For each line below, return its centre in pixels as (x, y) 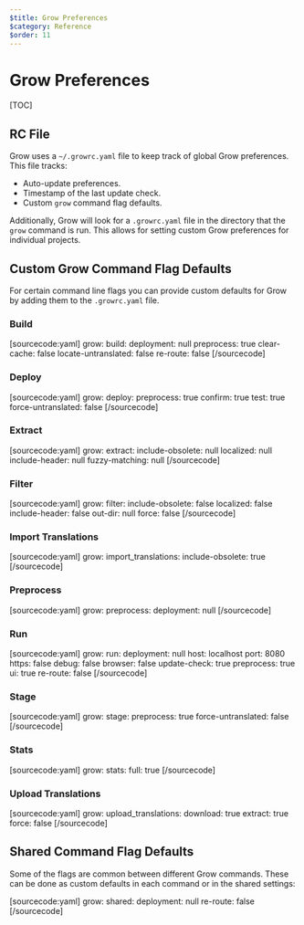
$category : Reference (51, 26)
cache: (22, 353)
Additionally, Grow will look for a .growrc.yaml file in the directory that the (147, 221)
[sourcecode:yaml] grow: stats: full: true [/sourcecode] (113, 770)
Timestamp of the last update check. (92, 194)
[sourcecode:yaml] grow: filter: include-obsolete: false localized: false (141, 504)
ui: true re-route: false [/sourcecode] (79, 673)
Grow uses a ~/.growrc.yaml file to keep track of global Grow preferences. (149, 156)
